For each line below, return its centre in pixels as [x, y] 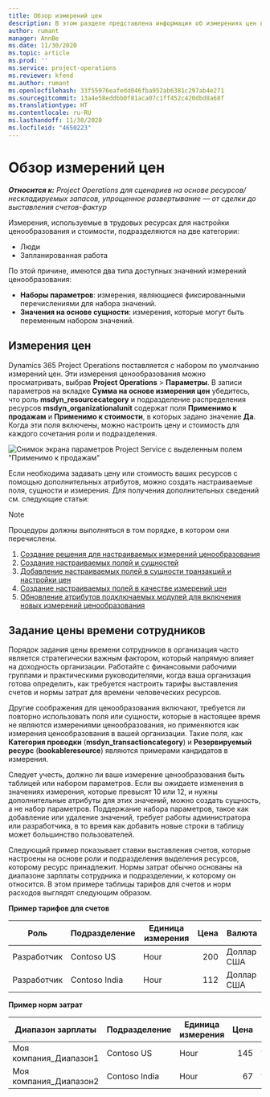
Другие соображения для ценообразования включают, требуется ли [127, 708]
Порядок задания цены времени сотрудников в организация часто [124, 650]
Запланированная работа [64, 255]
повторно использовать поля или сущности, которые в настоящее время [135, 717]
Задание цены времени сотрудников [107, 630]
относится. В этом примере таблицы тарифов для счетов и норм [120, 884]
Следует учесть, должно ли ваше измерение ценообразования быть [127, 775]
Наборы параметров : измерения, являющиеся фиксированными [133, 295]
